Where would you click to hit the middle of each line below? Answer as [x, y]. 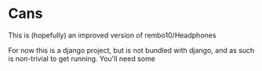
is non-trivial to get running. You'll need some [82, 59]
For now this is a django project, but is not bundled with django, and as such [131, 50]
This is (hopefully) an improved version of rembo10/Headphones [112, 35]
